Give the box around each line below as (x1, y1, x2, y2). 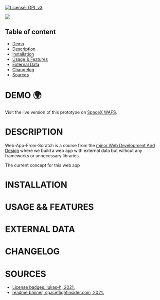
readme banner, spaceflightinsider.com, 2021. (12, 290, 104, 296)
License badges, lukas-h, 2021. (12, 284, 75, 290)
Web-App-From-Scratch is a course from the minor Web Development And (5, 142, 155, 148)
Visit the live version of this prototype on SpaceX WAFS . (5, 109, 118, 115)
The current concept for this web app (5, 162, 80, 168)
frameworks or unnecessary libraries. (5, 152, 80, 158)
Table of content (5, 28, 56, 36)
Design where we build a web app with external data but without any (5, 148, 142, 153)
